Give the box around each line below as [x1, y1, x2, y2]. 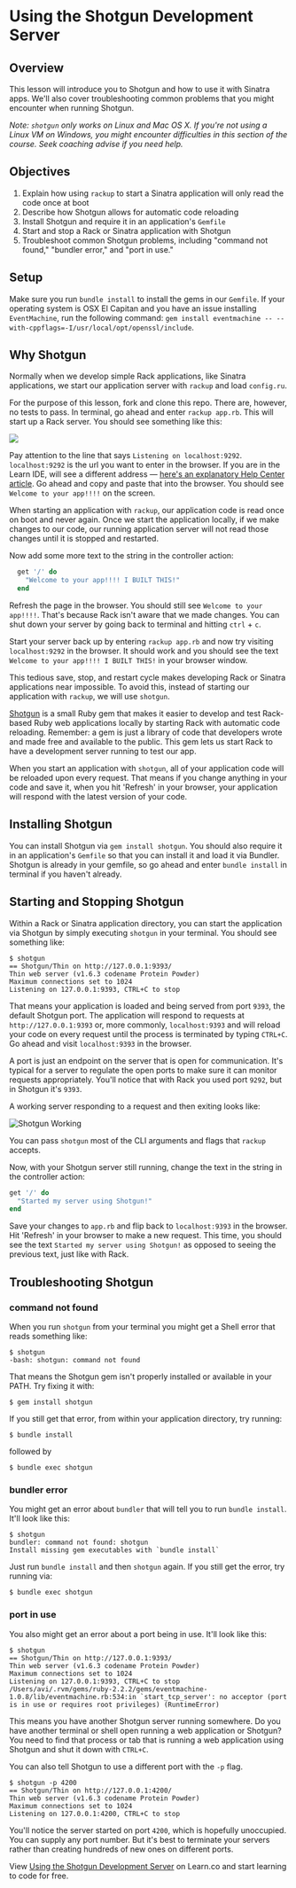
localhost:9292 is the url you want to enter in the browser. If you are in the [9, 459, 281, 471]
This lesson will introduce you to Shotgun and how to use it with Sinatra [9, 84, 270, 94]
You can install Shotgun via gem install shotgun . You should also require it [9, 840, 283, 851]
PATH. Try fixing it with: [9, 1381, 95, 1391]
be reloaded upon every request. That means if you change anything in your [9, 773, 288, 784]
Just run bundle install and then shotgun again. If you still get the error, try [9, 1562, 285, 1572]
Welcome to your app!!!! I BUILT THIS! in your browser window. [9, 655, 248, 666]
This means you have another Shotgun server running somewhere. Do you [9, 1715, 281, 1726]
